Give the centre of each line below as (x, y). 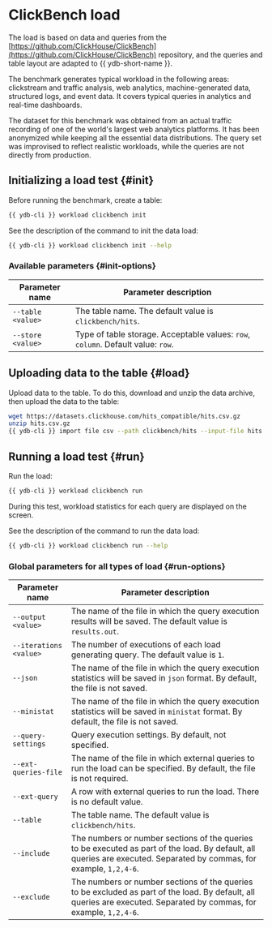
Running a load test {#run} (76, 456)
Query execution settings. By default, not (149, 735)
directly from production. (50, 155)
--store (27, 335)
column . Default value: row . (125, 344)
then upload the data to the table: (64, 401)
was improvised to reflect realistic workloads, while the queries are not (126, 146)
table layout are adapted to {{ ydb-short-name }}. (90, 63)
